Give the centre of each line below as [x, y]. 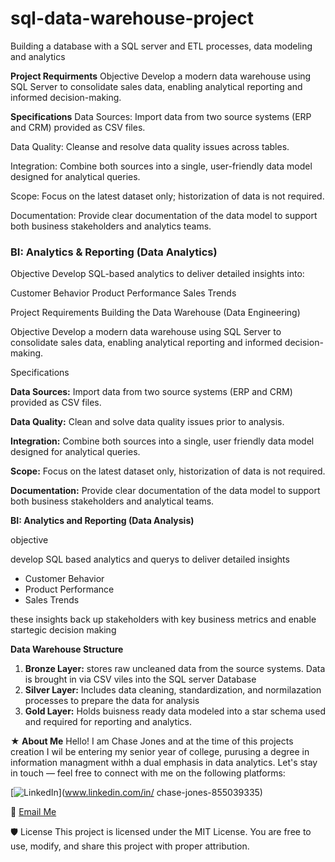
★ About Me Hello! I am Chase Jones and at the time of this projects [152, 741]
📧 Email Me [33, 812]
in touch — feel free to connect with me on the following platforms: [148, 773]
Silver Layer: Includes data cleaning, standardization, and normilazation [173, 690]
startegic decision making [63, 630]
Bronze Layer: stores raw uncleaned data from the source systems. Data [175, 669]
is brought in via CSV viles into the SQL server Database [140, 679]
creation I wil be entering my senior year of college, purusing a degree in [160, 752]
